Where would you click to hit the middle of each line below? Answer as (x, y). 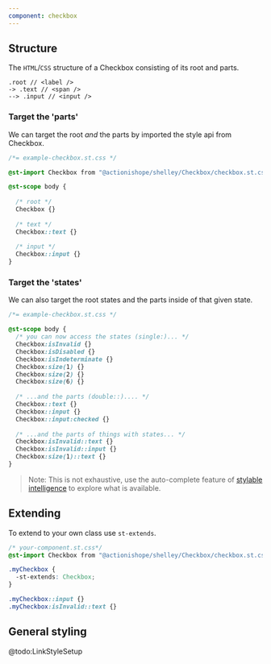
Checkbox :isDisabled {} (55, 351)
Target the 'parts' (44, 117)
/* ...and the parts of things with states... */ (100, 434)
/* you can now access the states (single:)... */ (102, 337)
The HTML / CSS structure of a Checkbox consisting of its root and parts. (124, 68)
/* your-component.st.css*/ (56, 548)
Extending (35, 514)
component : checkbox (43, 16)
